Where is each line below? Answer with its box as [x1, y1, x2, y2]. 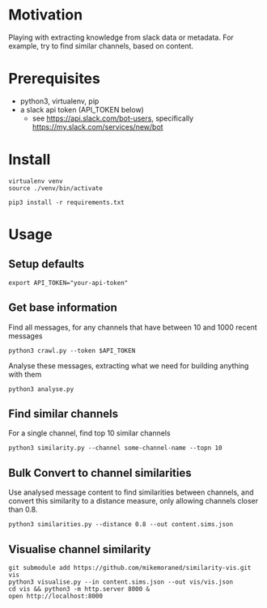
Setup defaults [8, 257, 85, 271]
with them [8, 369, 42, 379]
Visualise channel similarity [8, 542, 151, 556]
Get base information [8, 301, 117, 315]
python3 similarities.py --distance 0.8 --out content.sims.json [8, 521, 233, 529]
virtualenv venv [8, 176, 63, 185]
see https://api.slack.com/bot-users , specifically [32, 113, 194, 123]
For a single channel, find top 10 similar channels [8, 428, 172, 438]
